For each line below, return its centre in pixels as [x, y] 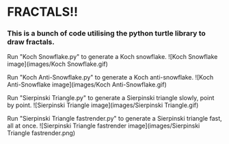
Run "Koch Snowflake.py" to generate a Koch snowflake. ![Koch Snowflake [112, 57]
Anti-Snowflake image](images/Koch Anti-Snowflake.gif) [87, 85]
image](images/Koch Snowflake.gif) [57, 64]
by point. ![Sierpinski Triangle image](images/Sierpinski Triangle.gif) [103, 105]
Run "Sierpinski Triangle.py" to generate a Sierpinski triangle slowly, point [111, 98]
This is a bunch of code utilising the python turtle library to [107, 34]
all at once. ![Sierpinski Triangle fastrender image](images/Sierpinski [104, 126]
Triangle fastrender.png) [41, 133]
